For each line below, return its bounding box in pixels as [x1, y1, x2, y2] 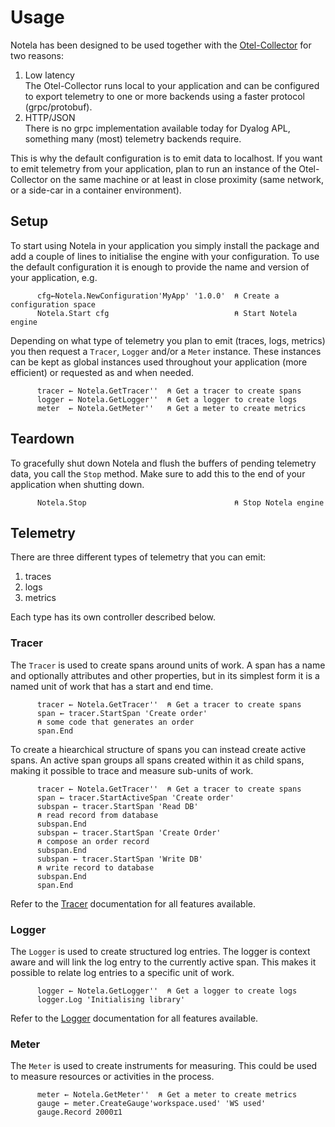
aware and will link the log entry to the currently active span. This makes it [10, 956, 317, 968]
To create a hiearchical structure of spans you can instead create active [10, 743, 307, 755]
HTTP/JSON [24, 111, 76, 123]
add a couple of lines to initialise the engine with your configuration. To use [10, 250, 320, 262]
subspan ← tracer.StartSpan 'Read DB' [36, 801, 199, 811]
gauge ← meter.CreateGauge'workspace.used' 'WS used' [36, 1099, 267, 1109]
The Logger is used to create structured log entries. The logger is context [10, 945, 311, 957]
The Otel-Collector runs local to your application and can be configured [24, 79, 320, 91]
